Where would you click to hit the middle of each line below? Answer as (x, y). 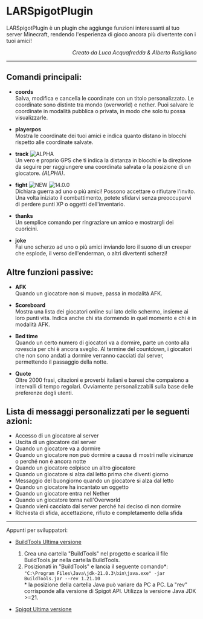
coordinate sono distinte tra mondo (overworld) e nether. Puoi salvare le (105, 105)
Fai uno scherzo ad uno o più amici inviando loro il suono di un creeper (103, 247)
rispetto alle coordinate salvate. (54, 142)
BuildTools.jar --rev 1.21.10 (62, 579)
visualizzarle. (31, 117)
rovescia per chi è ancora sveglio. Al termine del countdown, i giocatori (103, 349)
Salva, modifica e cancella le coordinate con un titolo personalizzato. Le (105, 98)
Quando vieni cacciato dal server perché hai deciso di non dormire (98, 506)
